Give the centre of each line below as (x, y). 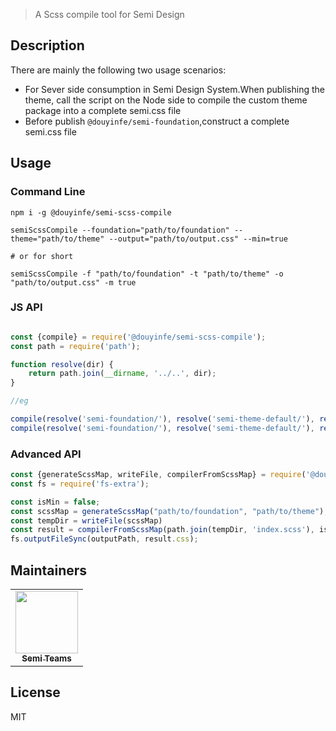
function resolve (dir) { (62, 364)
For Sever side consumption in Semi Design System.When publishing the (174, 89)
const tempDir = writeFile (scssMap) (86, 520)
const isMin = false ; (55, 502)
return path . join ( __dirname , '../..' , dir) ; (122, 374)
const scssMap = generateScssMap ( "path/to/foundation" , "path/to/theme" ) (167, 511)
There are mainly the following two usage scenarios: (118, 70)
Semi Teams (46, 658)
